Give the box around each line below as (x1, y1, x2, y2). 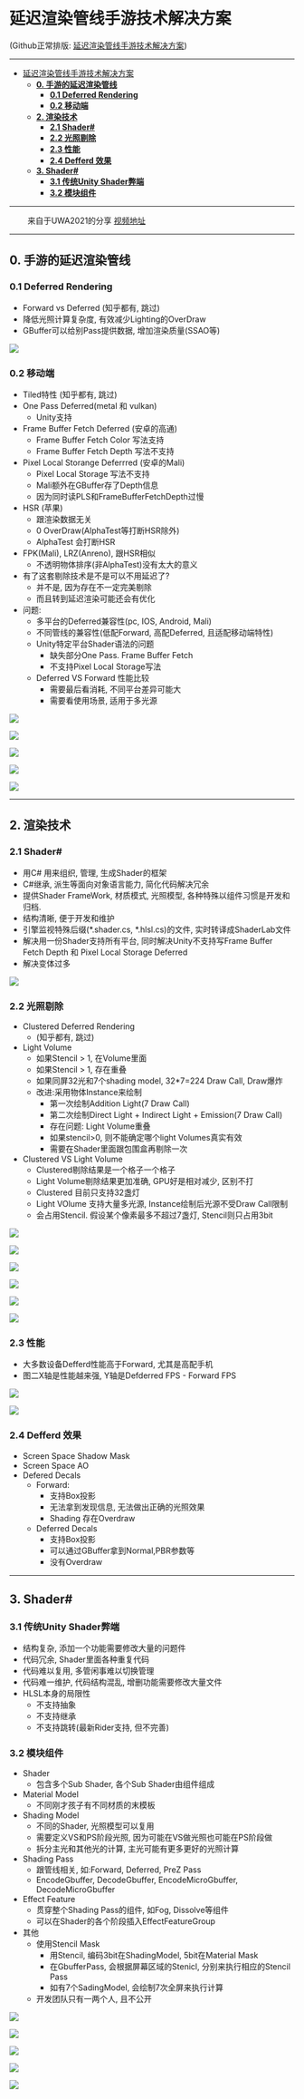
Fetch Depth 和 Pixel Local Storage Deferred (22, 947, 188, 957)
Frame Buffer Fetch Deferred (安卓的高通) (22, 423, 178, 433)
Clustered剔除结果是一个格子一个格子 (35, 1164, 176, 1175)
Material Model (22, 1789, 80, 1800)
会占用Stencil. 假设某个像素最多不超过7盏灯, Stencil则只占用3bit (35, 1210, 273, 1220)
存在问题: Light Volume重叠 (49, 1121, 151, 1132)
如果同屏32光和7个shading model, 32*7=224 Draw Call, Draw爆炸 (35, 1075, 283, 1086)
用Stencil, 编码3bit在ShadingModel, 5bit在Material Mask (49, 1950, 259, 1961)
